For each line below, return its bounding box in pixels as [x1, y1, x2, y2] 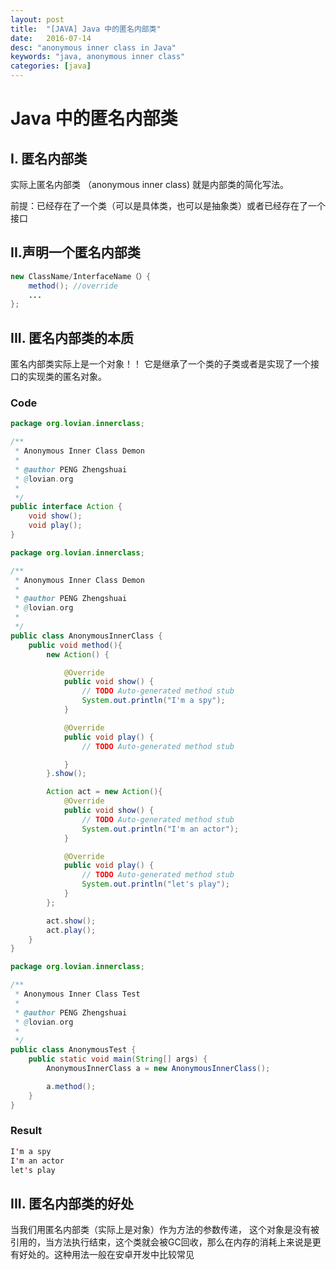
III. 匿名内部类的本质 [10, 329, 135, 346]
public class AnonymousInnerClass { [10, 631, 163, 641]
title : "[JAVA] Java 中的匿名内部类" [10, 24, 162, 34]
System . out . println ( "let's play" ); [81, 879, 230, 890]
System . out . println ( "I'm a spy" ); [81, 696, 226, 706]
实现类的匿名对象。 [27, 371, 107, 383]
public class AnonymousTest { [10, 1045, 137, 1055]
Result [10, 1124, 43, 1138]
